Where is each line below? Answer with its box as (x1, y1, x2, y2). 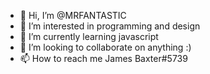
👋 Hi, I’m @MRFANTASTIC (19, 10, 127, 21)
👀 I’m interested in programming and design (19, 20, 201, 32)
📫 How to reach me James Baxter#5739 (19, 53, 188, 64)
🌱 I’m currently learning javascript (19, 31, 159, 42)
